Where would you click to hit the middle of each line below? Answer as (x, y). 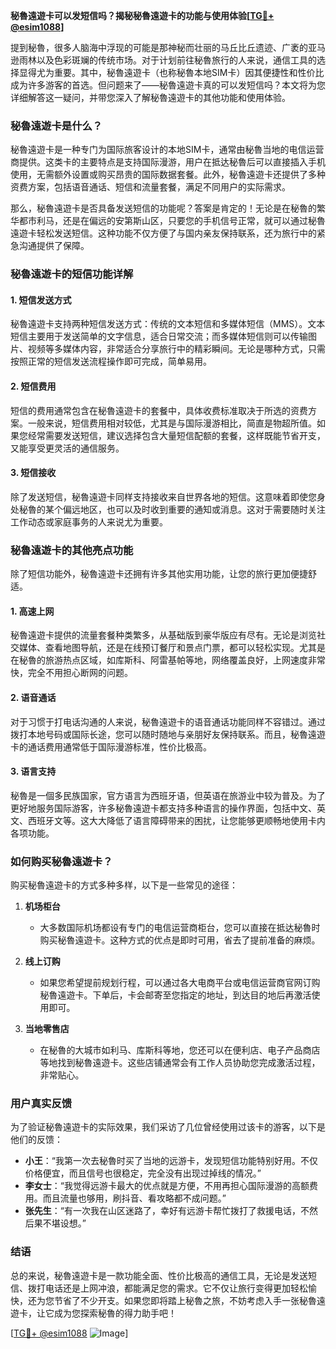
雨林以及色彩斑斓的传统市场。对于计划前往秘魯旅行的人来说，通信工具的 (167, 60)
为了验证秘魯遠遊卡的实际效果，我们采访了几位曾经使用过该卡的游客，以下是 (168, 1127)
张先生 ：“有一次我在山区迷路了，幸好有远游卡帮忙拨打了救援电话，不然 (171, 1211)
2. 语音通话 (33, 697)
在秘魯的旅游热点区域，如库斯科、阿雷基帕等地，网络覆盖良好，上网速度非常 (168, 660)
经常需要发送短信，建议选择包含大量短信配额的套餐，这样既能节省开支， (176, 435)
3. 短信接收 (33, 473)
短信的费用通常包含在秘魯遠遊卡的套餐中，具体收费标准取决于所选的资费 (159, 410)
